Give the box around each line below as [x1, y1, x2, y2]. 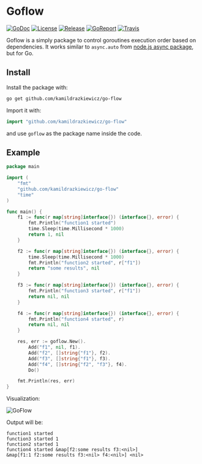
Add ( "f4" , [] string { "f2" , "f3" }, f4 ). [28, 361, 127, 368]
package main [6, 164, 40, 170]
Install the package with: [6, 83, 69, 91]
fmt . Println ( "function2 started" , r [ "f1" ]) [28, 260, 141, 266]
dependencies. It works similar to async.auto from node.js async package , [6, 43, 194, 50]
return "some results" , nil [28, 265, 100, 271]
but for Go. [6, 49, 34, 56]
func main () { [6, 209, 43, 215]
